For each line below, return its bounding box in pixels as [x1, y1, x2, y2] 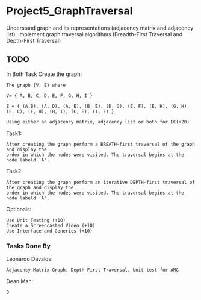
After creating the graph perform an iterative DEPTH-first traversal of [6, 179, 196, 185]
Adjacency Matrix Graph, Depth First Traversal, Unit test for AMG [6, 267, 179, 273]
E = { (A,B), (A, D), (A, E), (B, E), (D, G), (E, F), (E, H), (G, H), [6, 103, 190, 109]
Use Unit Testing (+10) [6, 217, 66, 223]
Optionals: [6, 205, 32, 213]
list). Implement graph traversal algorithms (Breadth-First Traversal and [6, 30, 183, 37]
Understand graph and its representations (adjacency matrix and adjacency [6, 24, 194, 31]
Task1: [6, 130, 22, 137]
